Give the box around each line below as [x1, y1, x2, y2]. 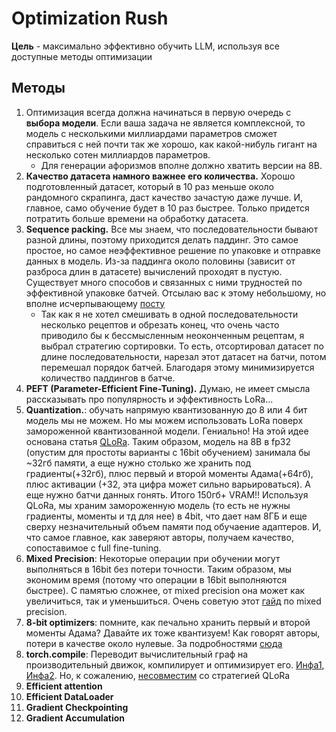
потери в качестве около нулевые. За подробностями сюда [25, 637, 283, 649]
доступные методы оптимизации [11, 50, 153, 62]
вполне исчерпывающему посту [25, 297, 166, 309]
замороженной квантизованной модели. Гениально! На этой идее [25, 425, 309, 437]
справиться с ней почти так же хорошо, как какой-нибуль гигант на [25, 138, 318, 150]
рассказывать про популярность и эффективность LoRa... [25, 393, 274, 405]
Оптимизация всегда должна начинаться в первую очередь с [25, 106, 292, 118]
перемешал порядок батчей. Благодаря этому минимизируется [40, 361, 315, 373]
